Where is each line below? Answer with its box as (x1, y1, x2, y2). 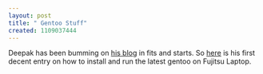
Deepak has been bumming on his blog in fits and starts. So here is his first (8, 49, 256, 58)
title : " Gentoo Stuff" (8, 19, 88, 27)
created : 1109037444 (8, 26, 78, 34)
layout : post (8, 11, 52, 20)
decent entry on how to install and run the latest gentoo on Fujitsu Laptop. (8, 56, 252, 66)
